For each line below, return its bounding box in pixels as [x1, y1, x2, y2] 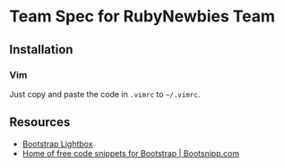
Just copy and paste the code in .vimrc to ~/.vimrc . [9, 88, 201, 99]
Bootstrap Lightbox [22, 138, 93, 149]
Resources [9, 114, 71, 130]
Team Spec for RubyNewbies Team [9, 6, 276, 27]
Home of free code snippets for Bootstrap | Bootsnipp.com [22, 147, 240, 158]
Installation [9, 42, 73, 57]
